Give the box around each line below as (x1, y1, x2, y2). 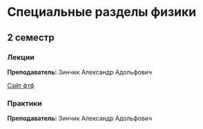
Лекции (7, 52, 35, 62)
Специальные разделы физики (7, 4, 197, 20)
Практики (7, 98, 43, 108)
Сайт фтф (7, 81, 35, 90)
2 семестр (7, 32, 55, 43)
